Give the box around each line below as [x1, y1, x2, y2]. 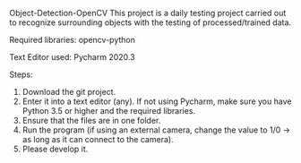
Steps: [9, 69, 33, 80]
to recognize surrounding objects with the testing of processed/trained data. [9, 17, 292, 28]
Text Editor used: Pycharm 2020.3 [9, 52, 136, 62]
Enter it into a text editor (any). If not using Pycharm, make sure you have [21, 96, 292, 107]
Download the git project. [21, 87, 116, 97]
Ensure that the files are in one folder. [21, 116, 161, 125]
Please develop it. [21, 143, 89, 154]
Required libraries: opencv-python [9, 35, 136, 45]
